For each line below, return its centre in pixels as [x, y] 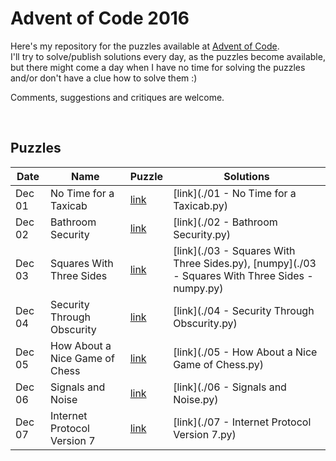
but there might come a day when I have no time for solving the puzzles [158, 67]
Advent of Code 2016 [100, 18]
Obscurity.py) [205, 323]
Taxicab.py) [201, 205]
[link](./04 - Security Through [244, 310]
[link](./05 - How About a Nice [245, 352]
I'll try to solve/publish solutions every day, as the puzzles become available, [168, 56]
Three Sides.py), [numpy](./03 [245, 263]
